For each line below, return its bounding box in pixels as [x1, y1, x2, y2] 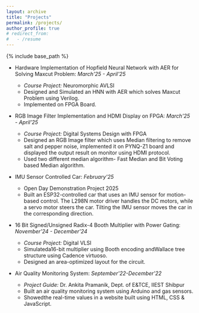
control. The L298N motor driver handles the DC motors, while [40, 197, 193, 204]
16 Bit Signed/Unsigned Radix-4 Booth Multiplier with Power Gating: [14, 222, 181, 229]
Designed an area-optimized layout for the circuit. [23, 258, 146, 265]
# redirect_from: [6, 31, 49, 37]
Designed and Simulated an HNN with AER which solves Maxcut [23, 88, 181, 95]
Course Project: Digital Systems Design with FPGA [23, 130, 147, 137]
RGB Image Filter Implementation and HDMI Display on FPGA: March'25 [14, 112, 190, 119]
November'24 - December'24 [14, 228, 88, 235]
